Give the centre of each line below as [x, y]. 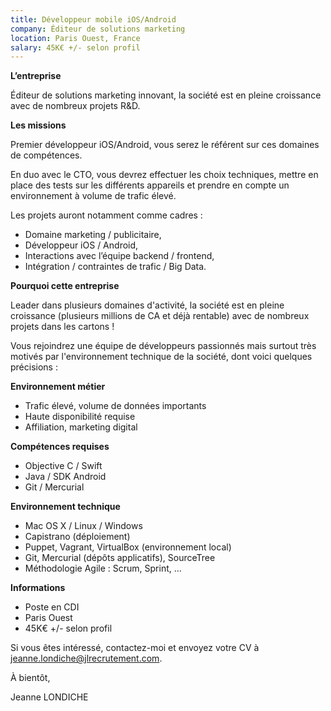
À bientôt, [30, 678]
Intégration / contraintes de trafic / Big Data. [115, 267]
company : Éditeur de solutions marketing [98, 29]
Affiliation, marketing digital [81, 427]
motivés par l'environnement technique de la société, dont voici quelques [161, 357]
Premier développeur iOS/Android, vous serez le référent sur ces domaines [165, 145]
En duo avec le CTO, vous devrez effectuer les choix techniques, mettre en [164, 175]
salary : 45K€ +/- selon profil [75, 47]
